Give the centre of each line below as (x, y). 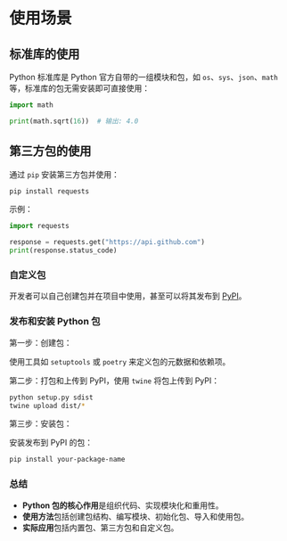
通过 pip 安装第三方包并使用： (65, 174)
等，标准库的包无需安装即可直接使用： (79, 88)
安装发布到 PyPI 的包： (51, 443)
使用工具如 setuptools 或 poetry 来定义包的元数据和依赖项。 (120, 361)
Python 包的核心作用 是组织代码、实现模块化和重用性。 (123, 505)
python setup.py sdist (51, 398)
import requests (39, 226)
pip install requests (49, 191)
